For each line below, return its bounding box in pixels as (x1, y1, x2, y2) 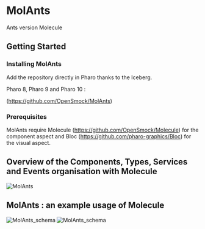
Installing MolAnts (6, 60, 62, 68)
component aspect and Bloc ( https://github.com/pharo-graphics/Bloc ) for (6, 132, 192, 140)
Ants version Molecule (6, 24, 63, 31)
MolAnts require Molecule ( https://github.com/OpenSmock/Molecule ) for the (6, 126, 199, 133)
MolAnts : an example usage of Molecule (6, 200, 165, 211)
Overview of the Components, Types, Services (6, 157, 188, 167)
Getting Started (6, 41, 67, 52)
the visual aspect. (6, 139, 51, 146)
